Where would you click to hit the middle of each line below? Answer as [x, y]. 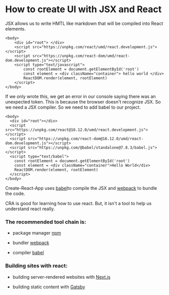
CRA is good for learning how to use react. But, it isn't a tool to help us [78, 203]
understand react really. [30, 209]
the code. [15, 193]
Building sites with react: [36, 266]
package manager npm [37, 233]
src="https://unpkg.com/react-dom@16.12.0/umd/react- [86, 139]
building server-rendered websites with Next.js [61, 277]
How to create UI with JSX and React [83, 9]
